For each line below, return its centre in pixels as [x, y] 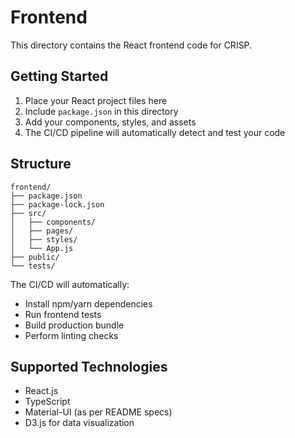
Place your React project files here [96, 100]
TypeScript [47, 402]
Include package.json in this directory [101, 111]
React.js [41, 391]
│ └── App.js [42, 248]
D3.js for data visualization [79, 423]
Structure [41, 164]
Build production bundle [74, 325]
